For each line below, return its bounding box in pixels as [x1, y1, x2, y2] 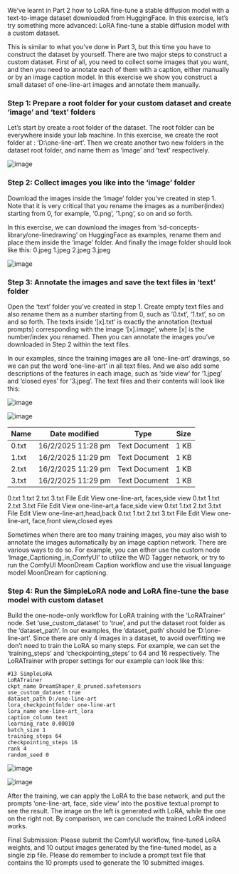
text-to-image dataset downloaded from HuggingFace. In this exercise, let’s [7, 14, 229, 22]
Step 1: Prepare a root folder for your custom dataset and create [7, 98, 232, 108]
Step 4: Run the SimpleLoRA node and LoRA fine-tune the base [7, 586, 229, 596]
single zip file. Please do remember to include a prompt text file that [7, 851, 206, 860]
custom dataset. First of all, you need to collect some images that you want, [7, 58, 230, 66]
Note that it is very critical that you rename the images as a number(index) [7, 201, 225, 210]
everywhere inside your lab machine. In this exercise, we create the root [7, 131, 218, 140]
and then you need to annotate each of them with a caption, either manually [7, 66, 230, 73]
